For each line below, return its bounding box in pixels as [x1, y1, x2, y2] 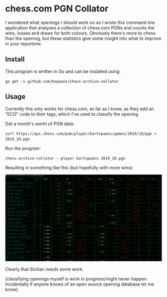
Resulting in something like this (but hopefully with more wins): [5, 164, 134, 170]
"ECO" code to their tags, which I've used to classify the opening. [5, 111, 140, 117]
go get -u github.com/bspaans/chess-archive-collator [5, 79, 119, 84]
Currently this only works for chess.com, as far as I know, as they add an [5, 106, 154, 112]
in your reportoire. [5, 40, 42, 46]
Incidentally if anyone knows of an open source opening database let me [5, 281, 154, 287]
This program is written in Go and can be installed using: [5, 68, 121, 74]
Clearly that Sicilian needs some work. [5, 266, 83, 272]
